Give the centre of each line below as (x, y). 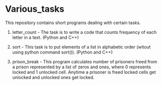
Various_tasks (35, 9)
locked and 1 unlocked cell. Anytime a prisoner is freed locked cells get (84, 72)
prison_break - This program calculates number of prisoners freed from (85, 61)
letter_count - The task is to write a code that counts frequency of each (84, 32)
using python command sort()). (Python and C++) (62, 52)
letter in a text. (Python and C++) (45, 37)
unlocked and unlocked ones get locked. (53, 77)
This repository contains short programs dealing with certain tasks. (73, 23)
